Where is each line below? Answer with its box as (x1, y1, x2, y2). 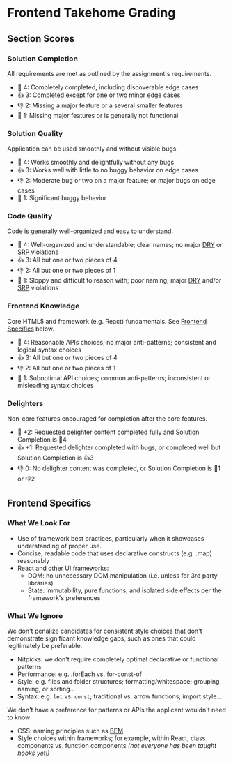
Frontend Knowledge (7, 301, 80, 311)
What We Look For (7, 518, 71, 528)
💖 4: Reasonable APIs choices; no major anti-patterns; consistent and (17, 338, 217, 346)
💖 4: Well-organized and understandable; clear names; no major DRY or (17, 241, 223, 249)
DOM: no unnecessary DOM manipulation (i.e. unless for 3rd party (27, 571, 218, 580)
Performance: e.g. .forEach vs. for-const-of (17, 670, 143, 678)
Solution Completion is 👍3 (17, 454, 94, 462)
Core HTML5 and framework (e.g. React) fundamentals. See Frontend (7, 317, 207, 325)
